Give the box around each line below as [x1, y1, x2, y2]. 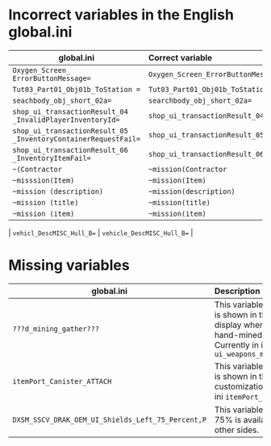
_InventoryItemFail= [12, 154, 91, 162]
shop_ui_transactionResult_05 [12, 126, 129, 135]
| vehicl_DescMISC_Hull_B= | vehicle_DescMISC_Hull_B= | [8, 228, 194, 238]
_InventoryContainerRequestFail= [12, 134, 141, 143]
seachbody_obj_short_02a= [12, 95, 112, 105]
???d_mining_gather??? [12, 324, 99, 333]
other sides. [214, 424, 260, 435]
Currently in [214, 339, 260, 351]
